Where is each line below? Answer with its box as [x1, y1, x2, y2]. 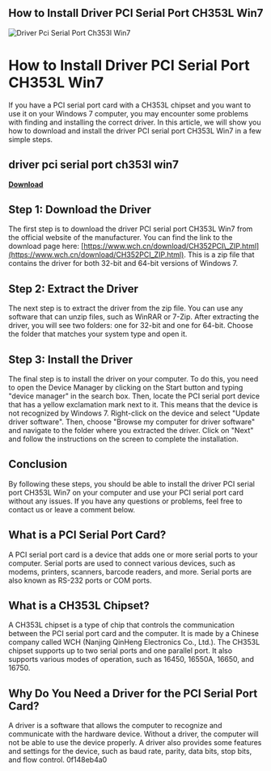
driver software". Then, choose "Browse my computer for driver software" [8, 417, 256, 427]
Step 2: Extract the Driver [8, 282, 139, 296]
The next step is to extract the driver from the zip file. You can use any [8, 303, 243, 314]
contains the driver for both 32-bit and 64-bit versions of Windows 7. [8, 259, 239, 268]
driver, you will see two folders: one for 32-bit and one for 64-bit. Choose [8, 321, 253, 331]
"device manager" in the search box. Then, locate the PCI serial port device [8, 391, 260, 401]
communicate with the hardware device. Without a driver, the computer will [8, 729, 259, 739]
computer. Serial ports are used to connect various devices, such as [8, 558, 236, 568]
